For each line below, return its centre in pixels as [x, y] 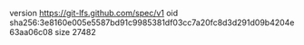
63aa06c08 [31, 32]
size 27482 [75, 32]
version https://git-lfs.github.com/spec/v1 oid [94, 13]
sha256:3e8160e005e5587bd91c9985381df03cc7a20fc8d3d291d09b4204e [152, 22]
